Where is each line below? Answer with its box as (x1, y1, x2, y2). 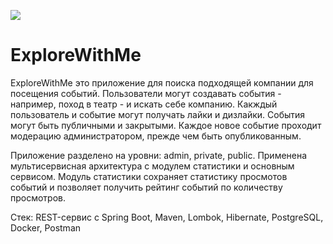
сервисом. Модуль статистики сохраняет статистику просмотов (10, 170, 288, 182)
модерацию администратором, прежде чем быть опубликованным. (10, 130, 302, 142)
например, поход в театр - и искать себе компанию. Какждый (10, 98, 278, 110)
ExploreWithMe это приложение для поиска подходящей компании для (10, 76, 314, 89)
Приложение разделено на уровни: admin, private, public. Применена (10, 149, 308, 161)
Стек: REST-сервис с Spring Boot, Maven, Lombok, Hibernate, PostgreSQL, (10, 211, 324, 223)
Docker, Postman (10, 221, 82, 234)
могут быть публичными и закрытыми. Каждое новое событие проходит (10, 119, 322, 131)
